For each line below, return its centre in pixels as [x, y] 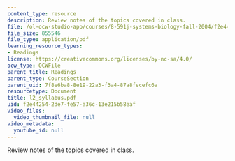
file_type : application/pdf [48, 40]
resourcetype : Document [42, 91]
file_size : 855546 [34, 33]
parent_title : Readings [42, 72]
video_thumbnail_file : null [55, 117]
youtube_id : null [39, 130]
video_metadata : [31, 124]
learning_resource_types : [45, 46]
